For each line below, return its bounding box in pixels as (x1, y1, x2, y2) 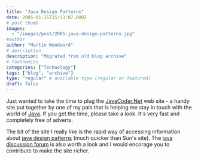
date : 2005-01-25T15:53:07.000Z (6, 14, 87, 20)
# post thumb (6, 20, 39, 26)
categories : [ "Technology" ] (6, 64, 77, 71)
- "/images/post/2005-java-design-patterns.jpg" (11, 31, 135, 37)
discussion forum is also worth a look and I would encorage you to (6, 141, 170, 148)
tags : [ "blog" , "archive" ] (6, 70, 74, 76)
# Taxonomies (6, 59, 39, 65)
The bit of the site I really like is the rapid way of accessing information (6, 128, 181, 135)
